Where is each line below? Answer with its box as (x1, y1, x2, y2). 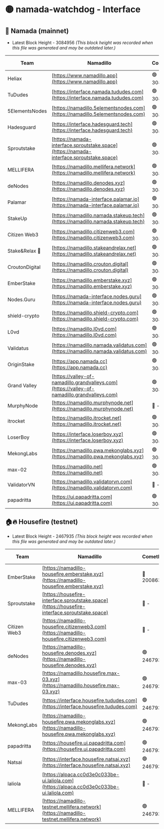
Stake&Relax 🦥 (7, 247, 41, 254)
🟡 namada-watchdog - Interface (5, 4, 141, 15)
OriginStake (7, 361, 35, 368)
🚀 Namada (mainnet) (5, 26, 69, 35)
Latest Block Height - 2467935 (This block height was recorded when (12, 533, 153, 539)
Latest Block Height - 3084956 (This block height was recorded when (12, 40, 153, 46)
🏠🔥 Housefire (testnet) (5, 518, 78, 526)
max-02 (7, 466, 27, 473)
